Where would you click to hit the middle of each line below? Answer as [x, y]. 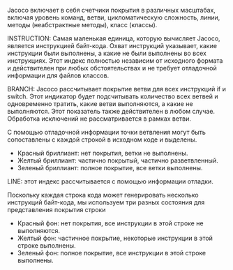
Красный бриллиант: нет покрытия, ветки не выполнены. [103, 153]
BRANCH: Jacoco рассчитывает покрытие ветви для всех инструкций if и [117, 89]
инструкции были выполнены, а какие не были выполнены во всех [107, 53]
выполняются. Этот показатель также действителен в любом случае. [111, 111]
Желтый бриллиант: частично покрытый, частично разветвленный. [118, 160]
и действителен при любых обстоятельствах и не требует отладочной [112, 68]
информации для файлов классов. [58, 75]
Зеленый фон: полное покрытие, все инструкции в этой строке [112, 253]
